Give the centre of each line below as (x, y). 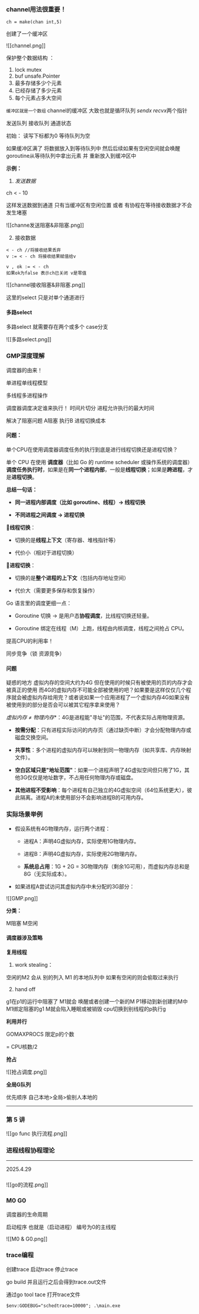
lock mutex (28, 70)
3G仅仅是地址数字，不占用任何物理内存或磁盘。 (78, 777)
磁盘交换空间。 (33, 738)
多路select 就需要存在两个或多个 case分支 (57, 326)
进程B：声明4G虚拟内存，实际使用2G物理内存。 (82, 853)
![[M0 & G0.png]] (27, 1239)
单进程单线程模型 (27, 383)
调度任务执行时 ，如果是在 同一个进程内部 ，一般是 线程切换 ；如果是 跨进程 (94, 469)
